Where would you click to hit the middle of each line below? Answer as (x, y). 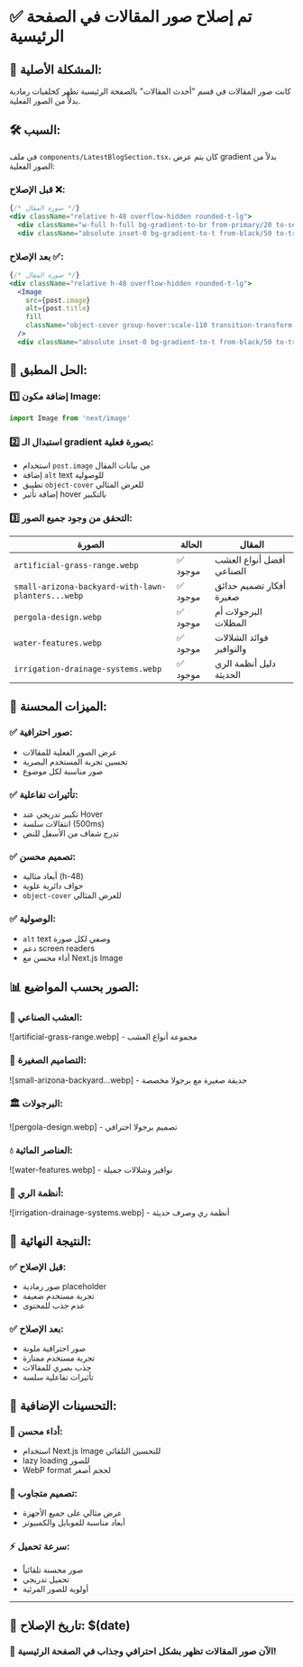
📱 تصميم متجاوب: (44, 1493)
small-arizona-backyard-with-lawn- (90, 586)
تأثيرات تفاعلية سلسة (58, 1378)
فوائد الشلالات (242, 637)
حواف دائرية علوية (53, 886)
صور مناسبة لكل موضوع (63, 771)
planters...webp (49, 595)
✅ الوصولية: (33, 919)
